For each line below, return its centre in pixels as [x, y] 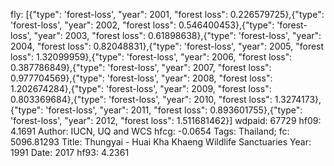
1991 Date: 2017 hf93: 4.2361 [70, 152]
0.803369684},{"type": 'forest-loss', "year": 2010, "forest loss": [141, 99]
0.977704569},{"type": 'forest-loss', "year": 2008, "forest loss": [141, 78]
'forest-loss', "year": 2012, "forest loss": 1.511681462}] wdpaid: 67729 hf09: [166, 120]
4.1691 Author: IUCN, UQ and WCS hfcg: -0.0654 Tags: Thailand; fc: [150, 131]
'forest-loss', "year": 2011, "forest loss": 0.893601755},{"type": [174, 110]
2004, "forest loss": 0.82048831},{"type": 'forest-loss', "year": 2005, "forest [167, 46]
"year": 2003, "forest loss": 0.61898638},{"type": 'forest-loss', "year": [177, 35]
